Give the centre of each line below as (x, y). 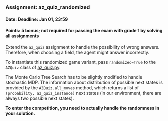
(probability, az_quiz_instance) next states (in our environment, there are (83, 93)
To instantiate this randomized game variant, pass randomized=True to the (81, 62)
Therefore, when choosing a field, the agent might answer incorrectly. (77, 52)
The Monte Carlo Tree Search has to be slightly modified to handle (74, 77)
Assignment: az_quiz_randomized (48, 7)
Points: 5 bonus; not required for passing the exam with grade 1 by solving (84, 31)
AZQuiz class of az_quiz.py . (33, 67)
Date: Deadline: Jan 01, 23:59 (37, 19)
